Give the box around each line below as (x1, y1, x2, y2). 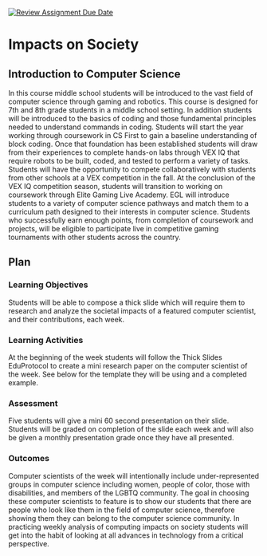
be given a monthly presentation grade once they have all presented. (8, 433, 234, 443)
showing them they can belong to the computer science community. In (8, 513, 241, 522)
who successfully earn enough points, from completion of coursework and (8, 215, 253, 225)
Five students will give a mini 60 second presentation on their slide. (8, 416, 230, 426)
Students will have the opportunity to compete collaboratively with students (8, 164, 257, 174)
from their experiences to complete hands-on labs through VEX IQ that (8, 148, 241, 157)
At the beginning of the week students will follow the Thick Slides (8, 352, 223, 362)
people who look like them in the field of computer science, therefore (8, 505, 235, 515)
